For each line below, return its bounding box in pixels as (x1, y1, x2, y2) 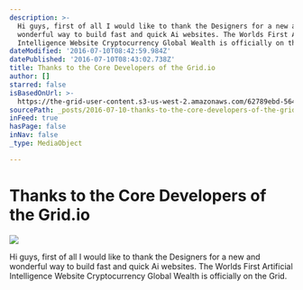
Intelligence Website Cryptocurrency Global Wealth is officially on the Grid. (9, 270, 288, 281)
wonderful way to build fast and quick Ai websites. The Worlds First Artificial (9, 260, 293, 271)
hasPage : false (9, 122, 67, 131)
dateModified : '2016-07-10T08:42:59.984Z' (9, 47, 171, 56)
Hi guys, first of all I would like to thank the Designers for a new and (9, 251, 261, 262)
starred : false (9, 80, 67, 89)
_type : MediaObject (9, 139, 83, 148)
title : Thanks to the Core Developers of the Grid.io (9, 64, 216, 73)
